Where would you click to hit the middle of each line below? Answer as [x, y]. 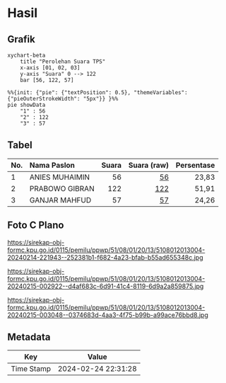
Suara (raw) [149, 165]
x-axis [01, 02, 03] [50, 68]
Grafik [21, 39]
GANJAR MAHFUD [60, 200]
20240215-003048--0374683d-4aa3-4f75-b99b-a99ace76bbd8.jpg [108, 315]
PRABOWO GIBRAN [62, 188]
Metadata [29, 337]
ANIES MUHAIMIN [60, 177]
